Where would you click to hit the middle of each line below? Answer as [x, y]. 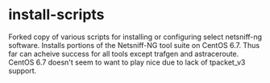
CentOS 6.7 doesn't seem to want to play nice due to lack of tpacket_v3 [127, 62]
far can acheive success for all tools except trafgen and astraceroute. [124, 53]
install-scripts [56, 15]
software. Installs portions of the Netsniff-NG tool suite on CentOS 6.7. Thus [134, 45]
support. [23, 70]
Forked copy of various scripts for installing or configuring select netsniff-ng [135, 37]
